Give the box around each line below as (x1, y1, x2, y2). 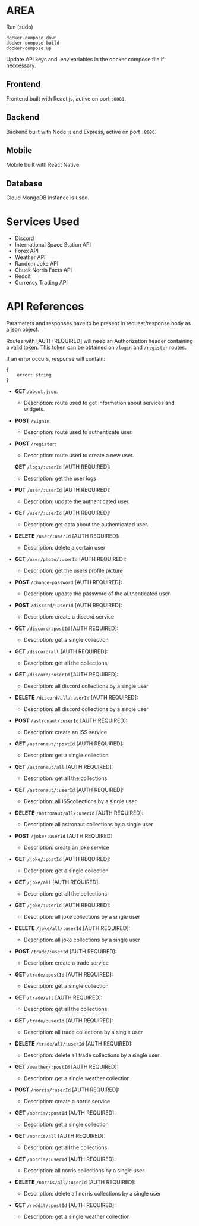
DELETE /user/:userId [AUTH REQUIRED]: (14, 532, 120, 539)
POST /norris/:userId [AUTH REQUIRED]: (14, 1086, 120, 1093)
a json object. (6, 326, 40, 333)
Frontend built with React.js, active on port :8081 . (6, 95, 127, 102)
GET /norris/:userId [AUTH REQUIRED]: (14, 1156, 116, 1163)
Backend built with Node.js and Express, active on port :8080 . (6, 128, 156, 135)
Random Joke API (14, 260, 59, 267)
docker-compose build (6, 40, 60, 46)
